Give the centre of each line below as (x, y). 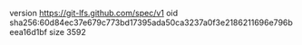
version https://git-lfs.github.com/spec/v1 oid (94, 13)
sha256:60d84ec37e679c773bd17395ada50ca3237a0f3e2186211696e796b (151, 22)
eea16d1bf (29, 32)
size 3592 (68, 32)
